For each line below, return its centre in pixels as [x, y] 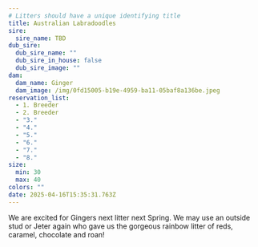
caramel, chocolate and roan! [57, 234]
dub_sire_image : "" [48, 68]
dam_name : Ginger [44, 83]
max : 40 [28, 180]
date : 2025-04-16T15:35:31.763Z [62, 194]
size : [17, 165]
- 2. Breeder [37, 113]
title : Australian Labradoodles [62, 23]
